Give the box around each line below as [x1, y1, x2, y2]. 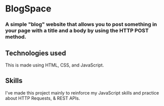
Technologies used [5, 48, 66, 57]
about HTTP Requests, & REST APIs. [5, 95, 80, 101]
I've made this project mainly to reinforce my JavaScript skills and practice [5, 89, 159, 95]
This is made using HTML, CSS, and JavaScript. [5, 62, 104, 68]
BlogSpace [5, 3, 52, 14]
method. [5, 33, 27, 40]
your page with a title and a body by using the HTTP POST [5, 27, 149, 34]
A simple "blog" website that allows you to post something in [5, 21, 157, 28]
